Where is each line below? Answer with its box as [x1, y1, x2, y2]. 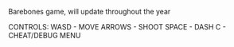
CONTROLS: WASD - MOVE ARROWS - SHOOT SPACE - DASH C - [8, 22, 227, 31]
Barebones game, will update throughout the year [8, 7, 171, 16]
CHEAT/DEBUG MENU [8, 31, 81, 40]
